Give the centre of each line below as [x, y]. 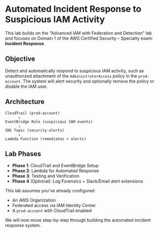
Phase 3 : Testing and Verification [46, 176]
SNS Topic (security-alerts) [35, 130]
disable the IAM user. [26, 86]
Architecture [25, 102]
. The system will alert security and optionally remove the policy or [87, 81]
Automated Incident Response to [73, 9]
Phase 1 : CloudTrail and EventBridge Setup [55, 166]
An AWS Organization [34, 200]
